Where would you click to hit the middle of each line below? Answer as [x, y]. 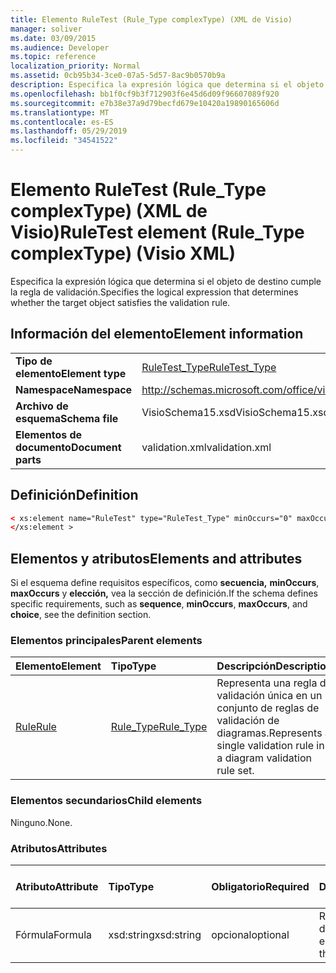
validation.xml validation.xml [206, 447]
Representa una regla [267, 683]
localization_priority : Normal [75, 66]
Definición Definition [74, 495]
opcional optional [250, 935]
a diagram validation [264, 758]
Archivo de [42, 406]
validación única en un [269, 696]
